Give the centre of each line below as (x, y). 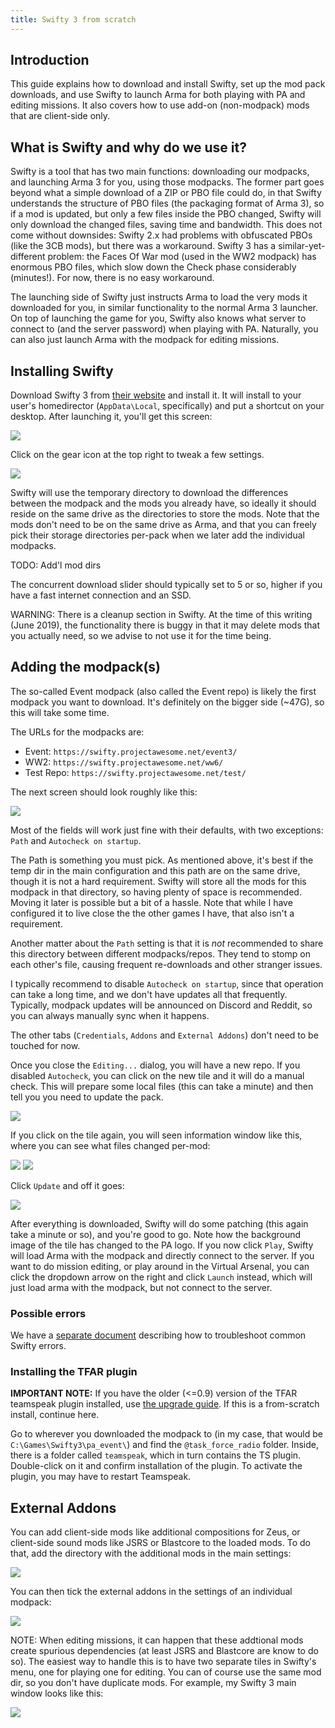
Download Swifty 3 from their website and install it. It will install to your (156, 395)
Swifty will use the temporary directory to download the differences (149, 493)
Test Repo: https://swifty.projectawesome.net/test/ (135, 772)
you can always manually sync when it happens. (110, 1015)
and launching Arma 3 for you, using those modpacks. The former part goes (167, 182)
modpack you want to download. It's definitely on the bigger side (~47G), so (167, 702)
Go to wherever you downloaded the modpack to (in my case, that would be (167, 1434)
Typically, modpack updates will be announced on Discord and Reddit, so (161, 1005)
